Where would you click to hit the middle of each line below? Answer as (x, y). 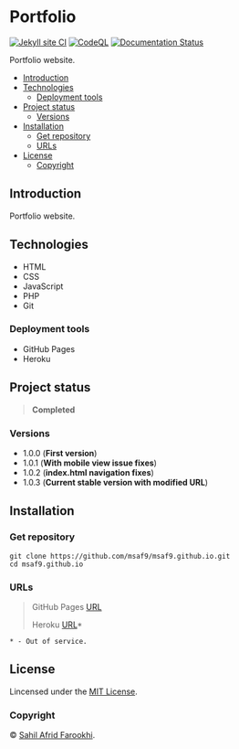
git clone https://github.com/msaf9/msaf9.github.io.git (120, 556)
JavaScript (43, 286)
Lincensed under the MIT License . (74, 691)
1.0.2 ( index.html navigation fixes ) (88, 472)
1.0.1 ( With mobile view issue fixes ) (90, 463)
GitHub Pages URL (67, 606)
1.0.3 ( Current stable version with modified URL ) (115, 482)
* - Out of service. (49, 641)
